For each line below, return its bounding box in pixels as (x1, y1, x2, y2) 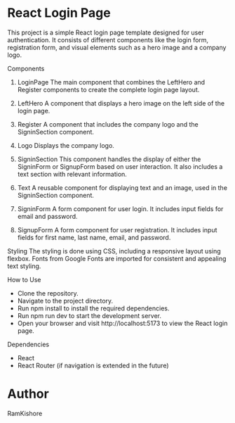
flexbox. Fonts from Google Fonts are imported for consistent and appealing (7, 254, 227, 263)
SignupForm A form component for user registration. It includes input (17, 225, 217, 234)
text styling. (7, 262, 41, 270)
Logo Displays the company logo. (17, 141, 114, 149)
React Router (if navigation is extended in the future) (17, 361, 170, 370)
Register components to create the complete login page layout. (17, 85, 200, 94)
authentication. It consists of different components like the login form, (7, 35, 209, 44)
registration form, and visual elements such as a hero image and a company (7, 43, 227, 51)
